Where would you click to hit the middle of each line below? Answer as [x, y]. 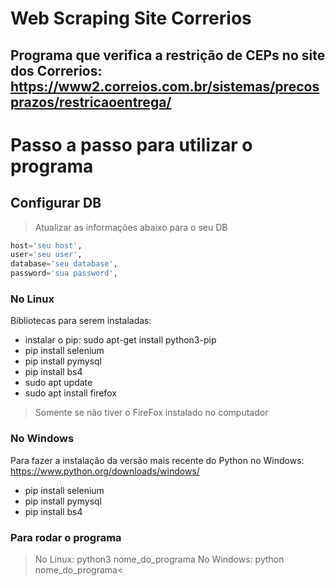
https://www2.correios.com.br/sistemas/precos [165, 86]
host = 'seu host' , [46, 245]
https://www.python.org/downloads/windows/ [105, 471]
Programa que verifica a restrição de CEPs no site [168, 55]
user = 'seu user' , [46, 255]
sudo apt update [58, 383]
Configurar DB [56, 203]
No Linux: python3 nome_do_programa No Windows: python [159, 559]
